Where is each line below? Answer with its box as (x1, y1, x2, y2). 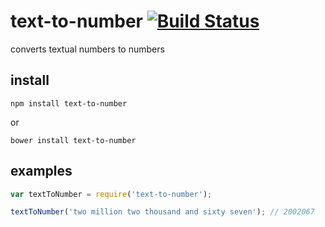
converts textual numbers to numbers (10, 43, 165, 55)
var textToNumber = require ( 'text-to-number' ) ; (10, 189, 213, 199)
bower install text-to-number (10, 135, 137, 145)
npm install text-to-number (10, 98, 128, 109)
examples (10, 163, 73, 180)
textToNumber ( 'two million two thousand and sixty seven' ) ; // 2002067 (10, 207, 315, 217)
